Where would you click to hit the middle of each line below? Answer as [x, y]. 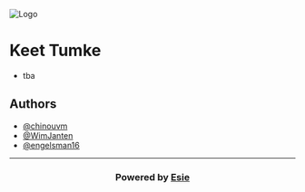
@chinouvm [45, 126]
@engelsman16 [51, 145]
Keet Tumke [55, 51]
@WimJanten [48, 135]
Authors [33, 104]
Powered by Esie [152, 177]
